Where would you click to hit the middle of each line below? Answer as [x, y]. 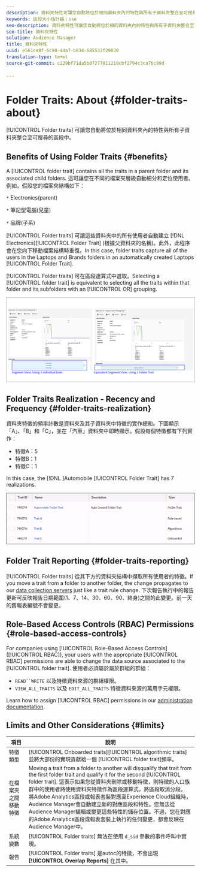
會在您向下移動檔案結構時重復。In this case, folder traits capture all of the [97, 251]
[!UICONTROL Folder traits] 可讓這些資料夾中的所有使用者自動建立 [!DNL [95, 236]
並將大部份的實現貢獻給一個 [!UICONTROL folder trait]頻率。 [103, 759]
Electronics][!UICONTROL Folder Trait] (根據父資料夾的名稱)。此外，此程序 [98, 243]
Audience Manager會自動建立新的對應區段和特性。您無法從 [102, 804]
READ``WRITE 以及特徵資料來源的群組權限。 [67, 681]
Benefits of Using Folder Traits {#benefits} [87, 157]
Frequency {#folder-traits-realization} [79, 408]
